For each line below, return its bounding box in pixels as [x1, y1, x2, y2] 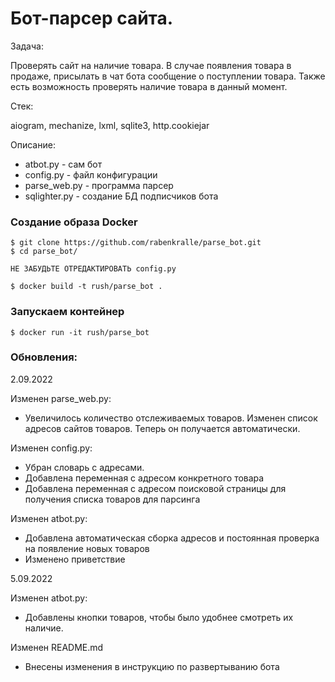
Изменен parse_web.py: [10, 392, 112, 404]
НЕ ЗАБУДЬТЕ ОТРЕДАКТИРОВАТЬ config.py [10, 264, 177, 274]
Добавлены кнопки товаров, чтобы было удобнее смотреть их [24, 611, 294, 623]
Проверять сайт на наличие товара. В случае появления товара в [10, 59, 292, 71]
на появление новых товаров [24, 542, 150, 554]
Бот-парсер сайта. [10, 7, 174, 30]
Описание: [10, 138, 56, 151]
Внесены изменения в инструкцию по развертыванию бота [24, 660, 280, 672]
